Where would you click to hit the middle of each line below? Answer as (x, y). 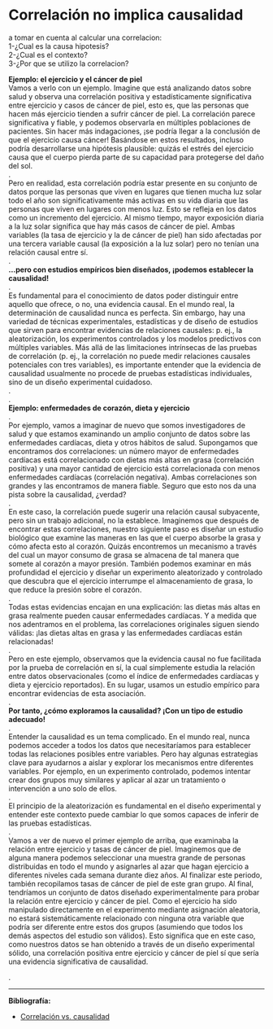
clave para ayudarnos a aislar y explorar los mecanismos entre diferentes (131, 762)
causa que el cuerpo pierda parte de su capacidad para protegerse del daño (136, 157)
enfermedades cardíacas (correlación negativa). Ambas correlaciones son (133, 477)
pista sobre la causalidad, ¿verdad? (67, 494)
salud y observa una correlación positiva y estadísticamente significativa (130, 96)
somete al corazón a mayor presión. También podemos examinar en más (130, 563)
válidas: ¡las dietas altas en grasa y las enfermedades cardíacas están (126, 633)
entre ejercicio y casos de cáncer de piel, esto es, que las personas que (129, 105)
